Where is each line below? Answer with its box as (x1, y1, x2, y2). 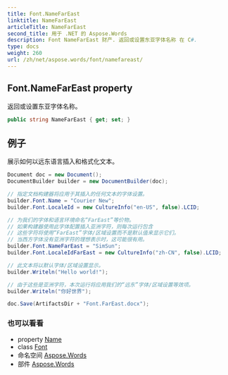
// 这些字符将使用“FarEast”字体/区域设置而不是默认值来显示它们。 (7, 230, 179, 237)
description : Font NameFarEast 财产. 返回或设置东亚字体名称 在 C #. (7, 37, 198, 44)
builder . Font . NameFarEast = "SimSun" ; (7, 242, 121, 250)
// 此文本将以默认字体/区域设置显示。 (7, 262, 104, 269)
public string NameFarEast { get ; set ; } (7, 116, 131, 123)
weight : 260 (7, 50, 42, 57)
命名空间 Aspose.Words (17, 350, 87, 359)
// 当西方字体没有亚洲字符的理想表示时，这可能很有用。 (7, 236, 148, 243)
